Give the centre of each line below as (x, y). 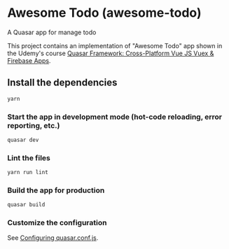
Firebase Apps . (29, 60)
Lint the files (29, 157)
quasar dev (23, 140)
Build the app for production (56, 190)
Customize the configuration (57, 223)
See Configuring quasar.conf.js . (53, 238)
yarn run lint (28, 173)
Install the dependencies (62, 83)
